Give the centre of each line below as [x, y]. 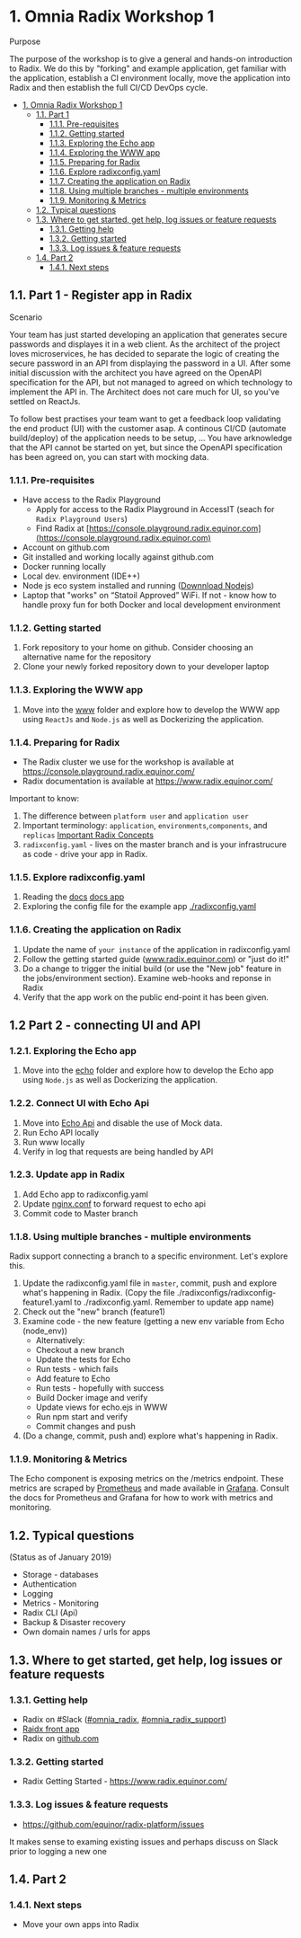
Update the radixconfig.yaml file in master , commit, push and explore [149, 1283]
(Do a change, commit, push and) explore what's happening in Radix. [150, 1436]
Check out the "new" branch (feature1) [94, 1312]
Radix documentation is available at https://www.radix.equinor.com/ [148, 781]
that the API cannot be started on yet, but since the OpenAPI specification [146, 447]
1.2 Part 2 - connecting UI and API [105, 1025]
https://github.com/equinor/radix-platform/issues [113, 1824]
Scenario [26, 317]
